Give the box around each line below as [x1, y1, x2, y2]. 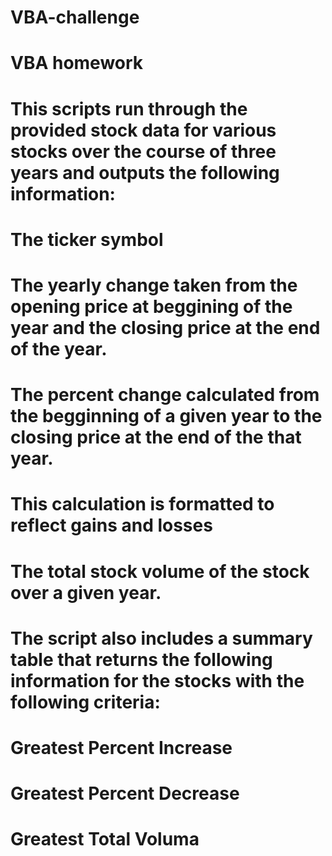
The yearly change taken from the [10, 274, 298, 296]
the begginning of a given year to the [10, 405, 323, 428]
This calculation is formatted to [10, 493, 275, 516]
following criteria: [10, 691, 161, 713]
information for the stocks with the [10, 669, 305, 692]
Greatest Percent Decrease [10, 782, 240, 805]
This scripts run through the [10, 97, 248, 120]
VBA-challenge [10, 6, 140, 29]
